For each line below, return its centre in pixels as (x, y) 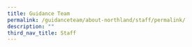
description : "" (31, 26)
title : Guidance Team (39, 13)
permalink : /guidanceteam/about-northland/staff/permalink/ (97, 20)
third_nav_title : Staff (42, 33)
